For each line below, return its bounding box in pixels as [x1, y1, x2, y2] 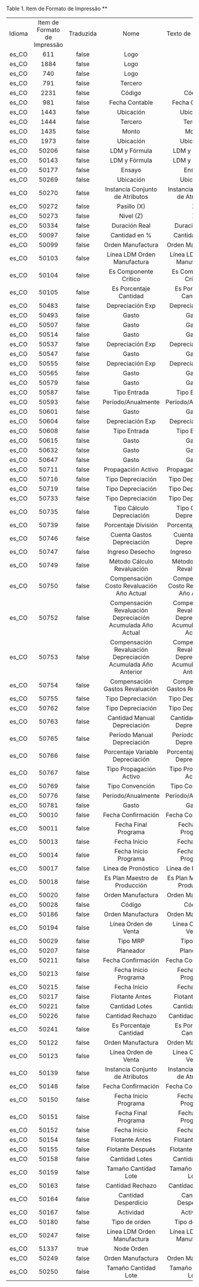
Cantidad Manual [107, 714, 155, 722]
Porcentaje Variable [104, 748, 159, 756]
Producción [115, 881, 147, 889]
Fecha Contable [109, 98, 153, 106]
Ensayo [121, 166, 142, 174]
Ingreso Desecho [107, 548, 155, 556]
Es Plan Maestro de [104, 874, 158, 882]
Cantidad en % [110, 231, 152, 239]
